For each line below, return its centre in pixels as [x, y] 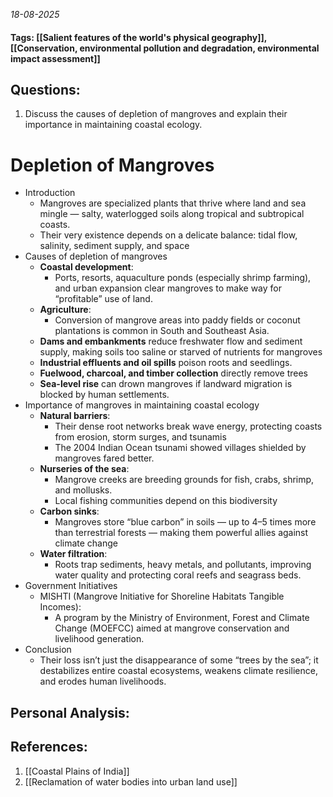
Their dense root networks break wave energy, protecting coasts [188, 426]
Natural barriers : [75, 416]
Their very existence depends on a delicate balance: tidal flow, [168, 235]
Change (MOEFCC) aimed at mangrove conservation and [172, 628]
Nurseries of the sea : [84, 469]
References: [49, 747]
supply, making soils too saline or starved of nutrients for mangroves [181, 352]
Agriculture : [65, 310]
